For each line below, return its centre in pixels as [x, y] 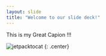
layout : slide [24, 12]
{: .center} [57, 46]
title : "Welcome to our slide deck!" [53, 17]
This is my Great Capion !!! [39, 34]
